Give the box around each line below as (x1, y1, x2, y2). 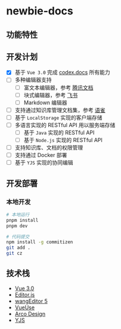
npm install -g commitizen (6, 239, 73, 245)
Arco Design (14, 310, 46, 317)
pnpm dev (6, 223, 28, 229)
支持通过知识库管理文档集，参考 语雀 (14, 106, 106, 113)
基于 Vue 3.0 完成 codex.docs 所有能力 (14, 69, 110, 76)
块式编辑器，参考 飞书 (23, 91, 78, 98)
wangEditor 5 (14, 297, 48, 304)
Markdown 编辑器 (23, 99, 67, 106)
